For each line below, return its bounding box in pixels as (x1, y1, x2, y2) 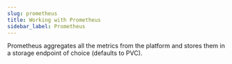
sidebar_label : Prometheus (7, 23, 86, 30)
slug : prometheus (7, 10, 58, 17)
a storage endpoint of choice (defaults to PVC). (7, 49, 143, 57)
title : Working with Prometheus (7, 17, 101, 23)
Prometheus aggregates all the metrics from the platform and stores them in (7, 42, 225, 50)
